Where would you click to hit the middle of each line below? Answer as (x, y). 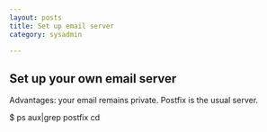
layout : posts (36, 18)
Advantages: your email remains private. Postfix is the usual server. (134, 101)
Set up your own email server (93, 79)
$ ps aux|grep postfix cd (55, 118)
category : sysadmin (46, 34)
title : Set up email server (62, 26)
